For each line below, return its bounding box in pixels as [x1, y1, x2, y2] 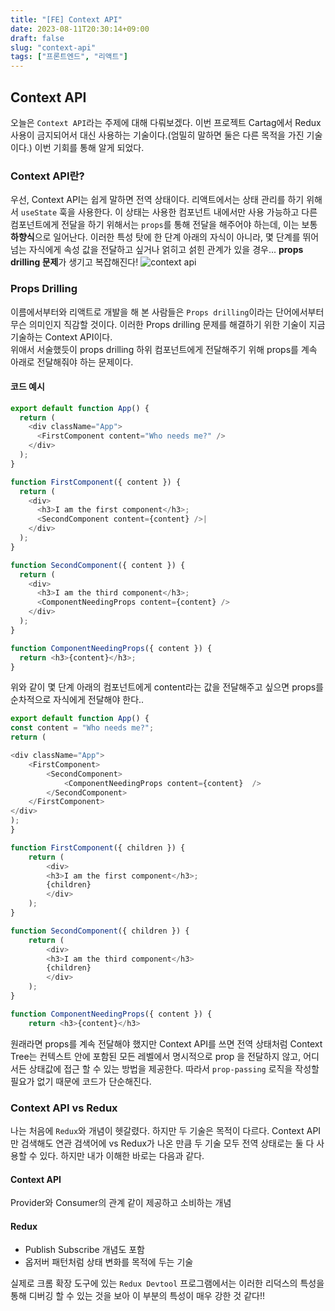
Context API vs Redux [10, 1101, 118, 1115]
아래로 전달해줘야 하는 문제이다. [10, 356, 134, 368]
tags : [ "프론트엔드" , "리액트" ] [10, 52, 128, 62]
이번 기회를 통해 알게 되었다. [34, 141, 145, 153]
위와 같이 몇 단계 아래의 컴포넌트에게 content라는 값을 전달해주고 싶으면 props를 [10, 681, 324, 693]
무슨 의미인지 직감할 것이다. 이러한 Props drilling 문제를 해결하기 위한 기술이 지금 [10, 318, 326, 330]
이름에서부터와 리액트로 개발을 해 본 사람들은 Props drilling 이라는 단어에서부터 [10, 306, 325, 318]
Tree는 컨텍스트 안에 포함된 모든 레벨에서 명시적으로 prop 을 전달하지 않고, [10, 1050, 302, 1062]
